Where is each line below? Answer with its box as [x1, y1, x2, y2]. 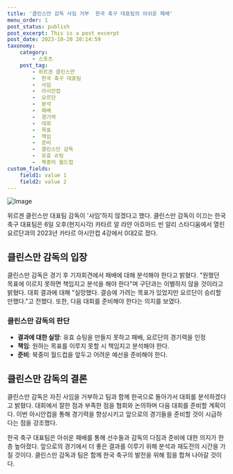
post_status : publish [7, 23, 70, 30]
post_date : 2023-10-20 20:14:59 [7, 36, 101, 43]
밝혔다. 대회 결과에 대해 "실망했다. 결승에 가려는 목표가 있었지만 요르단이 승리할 [7, 288, 221, 297]
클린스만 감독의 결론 [7, 373, 88, 384]
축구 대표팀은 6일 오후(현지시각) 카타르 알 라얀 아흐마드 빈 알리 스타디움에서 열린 [7, 220, 225, 229]
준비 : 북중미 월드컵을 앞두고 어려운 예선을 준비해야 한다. [17, 350, 168, 359]
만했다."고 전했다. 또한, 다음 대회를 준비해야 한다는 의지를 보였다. [7, 297, 182, 306]
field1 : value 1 [19, 172, 67, 179]
